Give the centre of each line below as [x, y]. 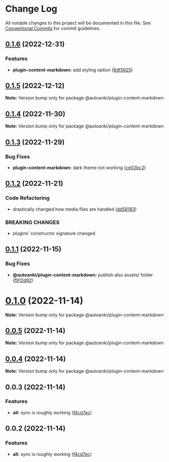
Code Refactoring [27, 198]
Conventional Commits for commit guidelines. [53, 28]
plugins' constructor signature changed [54, 233]
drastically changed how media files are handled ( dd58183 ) [75, 209]
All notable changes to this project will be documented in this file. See [78, 23]
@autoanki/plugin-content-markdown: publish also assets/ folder [83, 275]
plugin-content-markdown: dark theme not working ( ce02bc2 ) [79, 168]
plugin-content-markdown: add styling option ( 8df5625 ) [73, 70]
